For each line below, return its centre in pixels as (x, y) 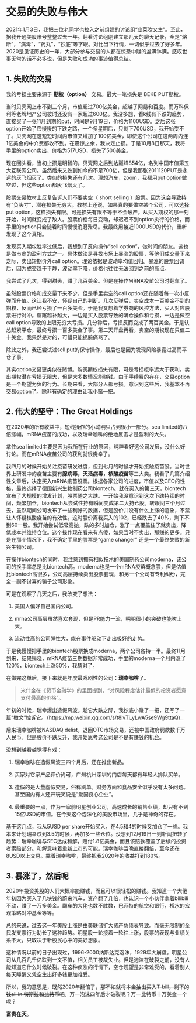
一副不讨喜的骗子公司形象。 (44, 581)
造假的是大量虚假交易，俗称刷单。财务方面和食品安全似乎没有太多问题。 (101, 787)
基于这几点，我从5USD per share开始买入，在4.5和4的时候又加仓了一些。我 (97, 826)
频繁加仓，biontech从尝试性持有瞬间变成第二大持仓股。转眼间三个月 (98, 503)
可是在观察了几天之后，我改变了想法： (52, 593)
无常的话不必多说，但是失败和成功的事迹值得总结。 (72, 59)
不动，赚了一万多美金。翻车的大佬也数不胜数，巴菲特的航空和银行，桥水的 (95, 906)
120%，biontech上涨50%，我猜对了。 (52, 665)
